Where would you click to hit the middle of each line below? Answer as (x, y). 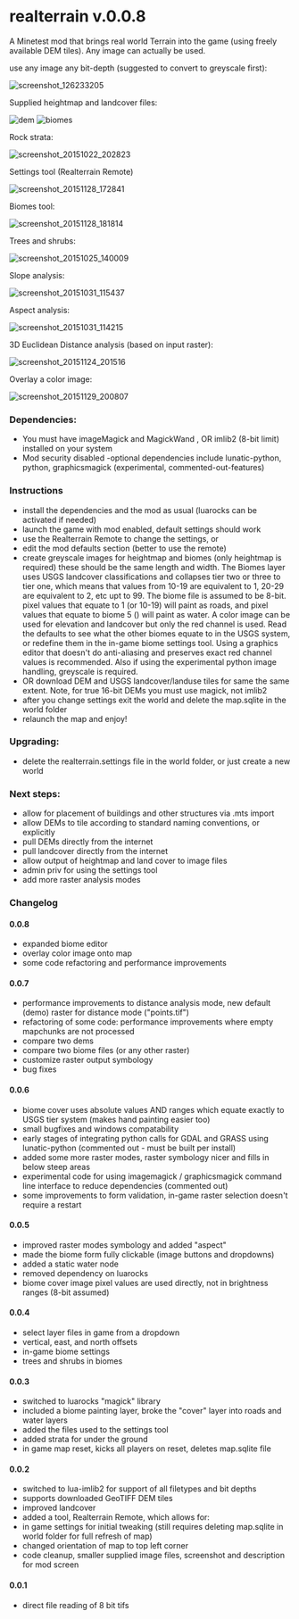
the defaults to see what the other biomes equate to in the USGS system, (156, 633)
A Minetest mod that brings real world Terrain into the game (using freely (143, 41)
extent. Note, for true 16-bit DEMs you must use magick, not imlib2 (145, 690)
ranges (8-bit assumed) (66, 1292)
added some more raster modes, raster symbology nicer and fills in (145, 1157)
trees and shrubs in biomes (72, 1361)
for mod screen (50, 1565)
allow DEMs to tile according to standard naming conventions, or (141, 823)
